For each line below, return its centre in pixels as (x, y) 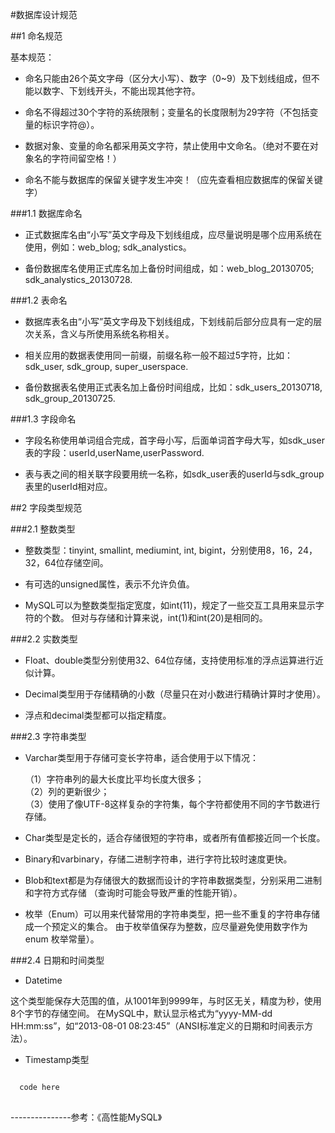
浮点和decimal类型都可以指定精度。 (98, 715)
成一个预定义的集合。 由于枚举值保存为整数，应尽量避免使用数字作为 (166, 926)
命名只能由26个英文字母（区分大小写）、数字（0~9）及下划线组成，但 (168, 78)
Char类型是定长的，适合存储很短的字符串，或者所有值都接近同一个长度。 (175, 837)
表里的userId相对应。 (68, 486)
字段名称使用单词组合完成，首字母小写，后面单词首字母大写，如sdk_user (174, 440)
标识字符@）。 (71, 124)
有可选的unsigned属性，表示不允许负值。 (109, 584)
